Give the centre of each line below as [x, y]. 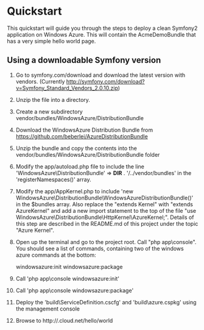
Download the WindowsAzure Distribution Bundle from [84, 130]
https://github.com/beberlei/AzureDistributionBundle [82, 136]
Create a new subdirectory [49, 112]
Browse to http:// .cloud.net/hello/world [64, 320]
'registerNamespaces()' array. [53, 179]
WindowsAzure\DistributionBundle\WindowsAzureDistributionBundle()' [104, 198]
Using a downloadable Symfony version [84, 60]
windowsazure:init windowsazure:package [69, 267]
